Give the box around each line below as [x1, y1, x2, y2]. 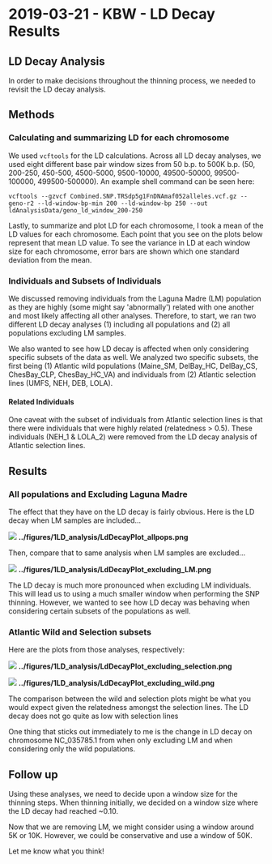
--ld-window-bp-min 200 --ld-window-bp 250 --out [37, 199, 208, 207]
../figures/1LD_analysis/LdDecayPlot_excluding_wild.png [18, 678, 215, 688]
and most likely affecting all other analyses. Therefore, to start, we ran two [8, 310, 257, 320]
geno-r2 [8, 199, 35, 207]
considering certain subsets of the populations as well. [8, 605, 191, 616]
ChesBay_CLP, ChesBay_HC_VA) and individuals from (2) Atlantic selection [8, 370, 257, 379]
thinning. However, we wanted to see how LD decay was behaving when [8, 597, 250, 607]
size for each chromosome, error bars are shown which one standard [8, 246, 240, 256]
